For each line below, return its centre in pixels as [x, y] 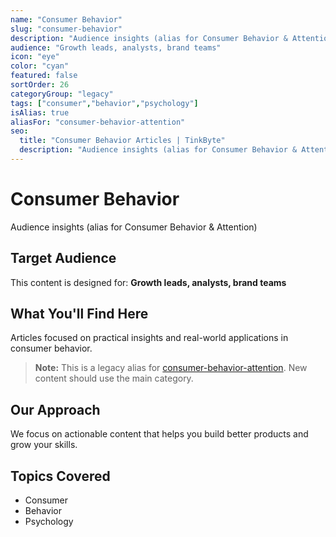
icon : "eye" [35, 57]
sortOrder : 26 [40, 85]
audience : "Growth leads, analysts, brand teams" [116, 47]
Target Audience [63, 258]
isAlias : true [40, 112]
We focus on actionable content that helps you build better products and [159, 434]
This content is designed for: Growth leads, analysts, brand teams [148, 282]
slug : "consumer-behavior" [66, 29]
